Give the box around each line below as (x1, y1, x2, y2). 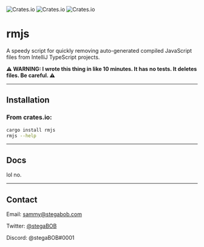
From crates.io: (6, 113, 53, 121)
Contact (6, 194, 38, 205)
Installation (6, 95, 50, 106)
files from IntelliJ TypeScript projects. (6, 53, 100, 61)
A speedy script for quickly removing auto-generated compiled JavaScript (6, 47, 192, 54)
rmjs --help (6, 132, 36, 139)
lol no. (6, 171, 22, 178)
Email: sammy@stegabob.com (6, 211, 82, 218)
